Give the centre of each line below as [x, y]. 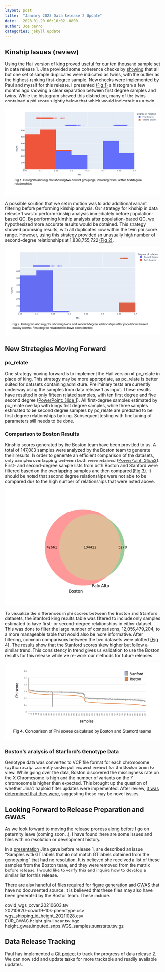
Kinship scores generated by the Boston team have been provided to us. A [81, 444]
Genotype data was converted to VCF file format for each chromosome [77, 762]
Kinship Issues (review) [42, 52]
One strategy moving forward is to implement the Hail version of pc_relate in [82, 373]
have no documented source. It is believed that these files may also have [79, 890]
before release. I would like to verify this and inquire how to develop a [76, 870]
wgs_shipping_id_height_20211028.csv [44, 916]
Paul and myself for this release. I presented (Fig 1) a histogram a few [75, 85]
